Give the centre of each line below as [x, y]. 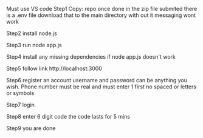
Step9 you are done [31, 128]
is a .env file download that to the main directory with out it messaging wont [101, 15]
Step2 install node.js [32, 33]
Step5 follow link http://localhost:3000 [54, 68]
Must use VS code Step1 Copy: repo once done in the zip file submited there [102, 9]
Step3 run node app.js [34, 45]
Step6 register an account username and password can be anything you [97, 80]
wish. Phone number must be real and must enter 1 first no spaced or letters [101, 87]
